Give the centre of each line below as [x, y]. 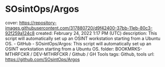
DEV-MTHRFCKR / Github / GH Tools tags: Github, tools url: [94, 54]
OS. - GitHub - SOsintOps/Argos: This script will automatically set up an [78, 43]
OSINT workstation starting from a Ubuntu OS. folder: [60, 49]
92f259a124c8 [20, 33]
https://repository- [38, 23]
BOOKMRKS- [129, 49]
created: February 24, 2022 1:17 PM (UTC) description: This [96, 33]
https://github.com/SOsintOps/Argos [43, 59]
